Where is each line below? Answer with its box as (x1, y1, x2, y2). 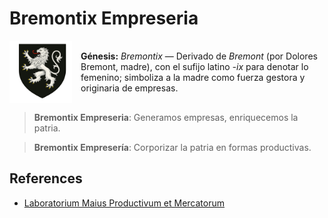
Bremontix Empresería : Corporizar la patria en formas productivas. (33, 141, 312, 153)
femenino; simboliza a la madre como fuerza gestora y (80, 71, 306, 83)
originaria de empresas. (80, 82, 179, 94)
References (9, 170, 83, 187)
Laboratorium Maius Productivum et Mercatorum (23, 197, 226, 209)
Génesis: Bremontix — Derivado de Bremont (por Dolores (80, 50, 318, 62)
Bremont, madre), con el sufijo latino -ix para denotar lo (80, 60, 309, 72)
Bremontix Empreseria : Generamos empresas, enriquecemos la (33, 111, 299, 123)
